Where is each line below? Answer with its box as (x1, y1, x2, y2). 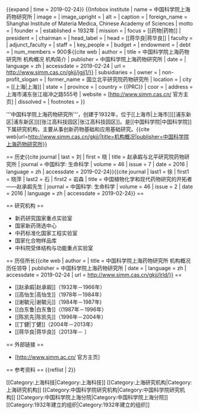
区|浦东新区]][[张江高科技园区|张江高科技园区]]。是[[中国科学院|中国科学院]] (6, 119, 192, 125)
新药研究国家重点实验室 (14, 214, 72, 222)
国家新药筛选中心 (14, 222, 57, 229)
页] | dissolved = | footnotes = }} (6, 98, 86, 105)
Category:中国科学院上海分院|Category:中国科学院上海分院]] (20, 394, 168, 401)
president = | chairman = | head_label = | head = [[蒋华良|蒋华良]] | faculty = (6, 35, 193, 41)
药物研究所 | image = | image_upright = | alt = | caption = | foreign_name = (6, 13, 188, 20)
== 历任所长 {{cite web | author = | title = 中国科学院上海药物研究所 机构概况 (6, 257, 191, 264)
